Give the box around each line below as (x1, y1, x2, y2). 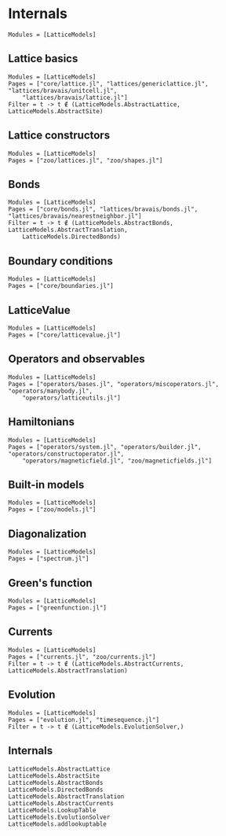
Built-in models (8, 478, 85, 492)
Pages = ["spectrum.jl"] (8, 555, 89, 563)
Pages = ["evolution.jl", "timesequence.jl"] (8, 716, 159, 724)
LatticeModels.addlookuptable (8, 819, 108, 828)
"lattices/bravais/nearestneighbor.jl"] (8, 212, 143, 220)
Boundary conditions (8, 254, 114, 267)
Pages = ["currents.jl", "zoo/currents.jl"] (8, 653, 156, 661)
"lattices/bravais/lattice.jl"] (22, 94, 128, 101)
